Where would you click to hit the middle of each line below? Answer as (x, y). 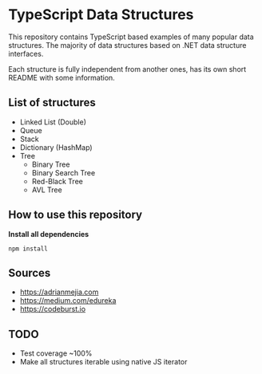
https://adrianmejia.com (59, 292)
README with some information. (62, 77)
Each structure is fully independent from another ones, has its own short (127, 69)
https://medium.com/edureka (68, 301)
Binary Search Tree (64, 172)
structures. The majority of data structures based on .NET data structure (127, 45)
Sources (30, 273)
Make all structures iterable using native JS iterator (103, 362)
